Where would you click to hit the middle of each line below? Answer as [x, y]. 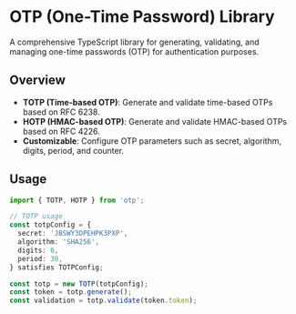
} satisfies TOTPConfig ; [56, 267]
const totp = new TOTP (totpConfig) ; [79, 284]
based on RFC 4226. [61, 131]
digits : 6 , [38, 250]
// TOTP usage [36, 217]
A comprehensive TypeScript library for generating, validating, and [134, 42]
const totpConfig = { [51, 225]
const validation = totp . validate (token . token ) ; [103, 301]
